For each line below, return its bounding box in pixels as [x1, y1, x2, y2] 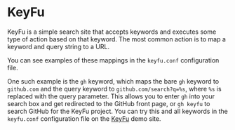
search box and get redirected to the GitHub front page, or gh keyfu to [7, 99, 210, 108]
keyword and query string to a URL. [7, 42, 110, 51]
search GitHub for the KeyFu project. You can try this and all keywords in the [7, 107, 228, 115]
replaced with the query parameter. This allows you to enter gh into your [7, 92, 215, 100]
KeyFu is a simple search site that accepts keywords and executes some [7, 27, 217, 36]
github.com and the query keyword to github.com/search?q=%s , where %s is [7, 84, 222, 93]
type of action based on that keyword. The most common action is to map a [7, 34, 227, 43]
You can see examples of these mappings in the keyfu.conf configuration [7, 56, 220, 64]
